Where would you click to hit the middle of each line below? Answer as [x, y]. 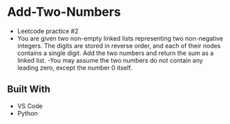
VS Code [30, 106]
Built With [29, 89]
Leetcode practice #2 [48, 31]
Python [27, 113]
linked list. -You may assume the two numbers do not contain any [110, 60]
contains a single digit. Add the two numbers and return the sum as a [115, 53]
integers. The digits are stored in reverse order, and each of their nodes [119, 45]
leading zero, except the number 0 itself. [75, 68]
